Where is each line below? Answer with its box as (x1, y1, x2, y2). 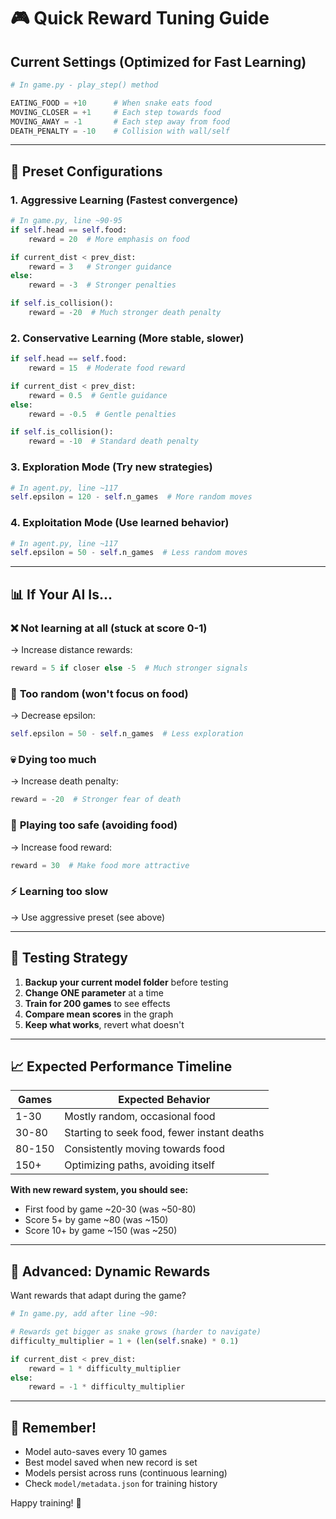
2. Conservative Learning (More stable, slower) (10, 331, 245, 345)
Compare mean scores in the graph (24, 1008, 174, 1020)
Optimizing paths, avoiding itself (64, 1158, 215, 1172)
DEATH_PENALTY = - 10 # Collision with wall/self (10, 126, 230, 136)
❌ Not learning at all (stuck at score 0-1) (10, 621, 208, 635)
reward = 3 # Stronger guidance (28, 261, 172, 272)
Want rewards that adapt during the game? (10, 1290, 187, 1302)
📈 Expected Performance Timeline (10, 1058, 233, 1075)
